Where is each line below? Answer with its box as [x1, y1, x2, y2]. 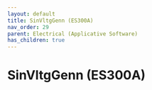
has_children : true [7, 37, 65, 44]
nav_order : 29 [7, 23, 50, 30]
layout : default [7, 10, 55, 18]
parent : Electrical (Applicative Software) [7, 30, 139, 38]
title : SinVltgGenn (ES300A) [7, 17, 94, 24]
